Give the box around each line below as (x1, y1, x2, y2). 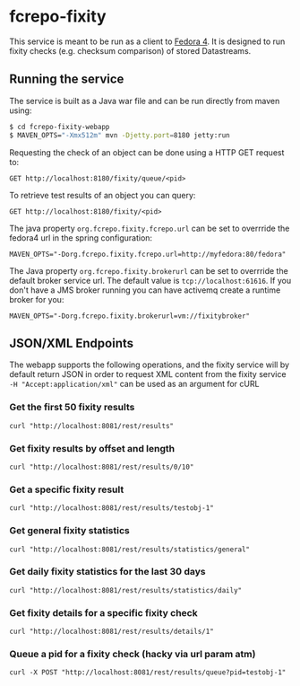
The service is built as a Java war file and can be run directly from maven (9, 95, 280, 106)
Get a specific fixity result (9, 483, 124, 496)
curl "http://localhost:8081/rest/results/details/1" (9, 627, 215, 637)
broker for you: (9, 294, 64, 304)
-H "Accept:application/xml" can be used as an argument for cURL (9, 379, 260, 390)
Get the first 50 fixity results (9, 401, 135, 414)
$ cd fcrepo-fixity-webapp (9, 122, 110, 131)
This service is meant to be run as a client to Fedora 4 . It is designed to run (9, 36, 286, 47)
